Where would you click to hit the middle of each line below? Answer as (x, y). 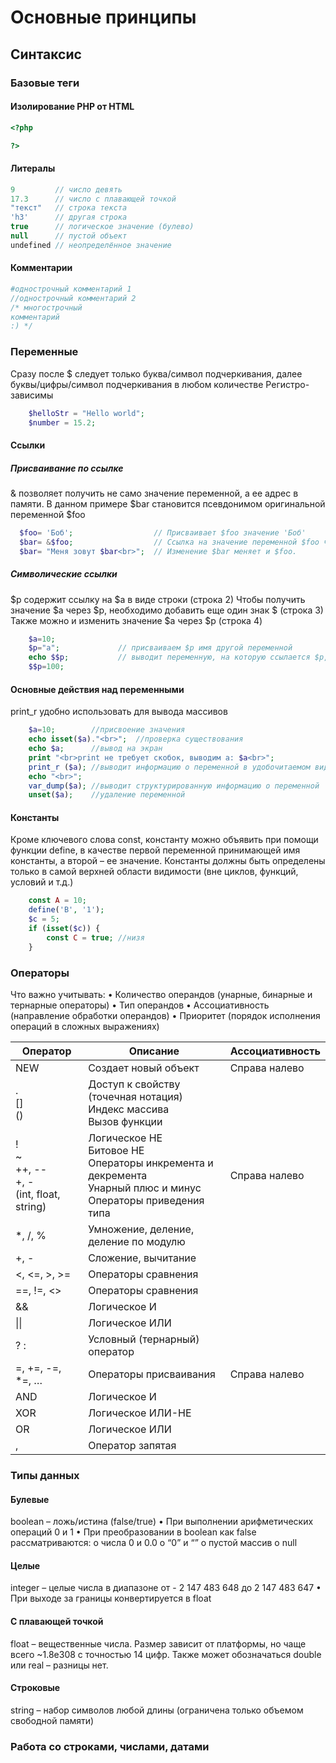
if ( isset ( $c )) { (64, 929)
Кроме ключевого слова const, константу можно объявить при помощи (164, 840)
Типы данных (45, 1475)
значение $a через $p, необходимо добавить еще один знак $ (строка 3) (167, 610)
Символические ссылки (64, 574)
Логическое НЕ (125, 1138)
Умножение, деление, (141, 1229)
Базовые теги (45, 83)
